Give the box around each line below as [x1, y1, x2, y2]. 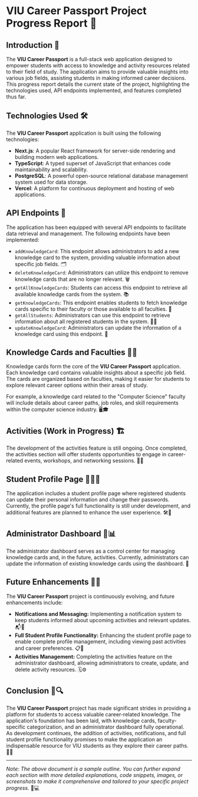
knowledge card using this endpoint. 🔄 [14, 330, 108, 337]
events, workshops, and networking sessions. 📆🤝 [24, 457, 144, 464]
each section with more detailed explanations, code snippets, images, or [6, 771, 183, 778]
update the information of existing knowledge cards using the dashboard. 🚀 [6, 560, 190, 567]
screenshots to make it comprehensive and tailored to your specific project [6, 778, 189, 785]
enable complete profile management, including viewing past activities [14, 637, 186, 645]
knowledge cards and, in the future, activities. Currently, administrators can [6, 553, 189, 560]
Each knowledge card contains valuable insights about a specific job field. [6, 369, 186, 376]
